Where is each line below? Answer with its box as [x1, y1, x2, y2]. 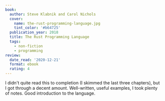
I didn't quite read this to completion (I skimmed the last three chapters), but [5, 80, 160, 86]
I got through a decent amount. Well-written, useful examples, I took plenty [5, 85, 158, 91]
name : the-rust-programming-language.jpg [14, 21, 100, 26]
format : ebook [9, 62, 39, 67]
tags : [9, 39, 21, 44]
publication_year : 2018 [9, 30, 58, 35]
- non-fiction [14, 44, 43, 49]
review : [5, 52, 21, 58]
